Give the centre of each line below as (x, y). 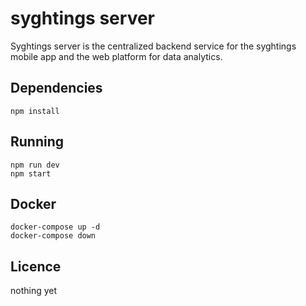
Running (37, 142)
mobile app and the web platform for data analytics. (116, 56)
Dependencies (56, 88)
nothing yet (34, 291)
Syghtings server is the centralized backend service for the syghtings (153, 46)
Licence (36, 266)
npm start (31, 173)
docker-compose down (53, 236)
